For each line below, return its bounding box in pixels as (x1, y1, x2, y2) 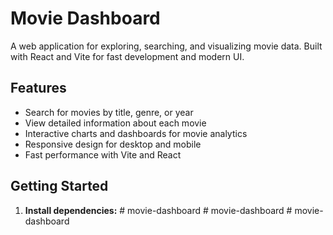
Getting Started (10, 178, 109, 195)
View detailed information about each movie (24, 117, 207, 129)
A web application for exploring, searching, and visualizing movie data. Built (10, 40, 323, 52)
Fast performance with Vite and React (24, 148, 182, 161)
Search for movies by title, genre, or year (24, 106, 194, 118)
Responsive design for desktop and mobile (24, 138, 202, 150)
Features (10, 80, 67, 97)
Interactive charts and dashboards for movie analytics (24, 127, 248, 139)
